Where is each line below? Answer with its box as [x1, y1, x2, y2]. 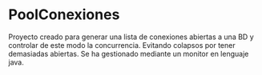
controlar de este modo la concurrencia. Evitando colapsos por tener [8, 40, 236, 49]
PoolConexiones [8, 6, 120, 24]
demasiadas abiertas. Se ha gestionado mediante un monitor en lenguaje [8, 49, 249, 58]
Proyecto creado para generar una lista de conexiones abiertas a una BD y [8, 32, 254, 41]
